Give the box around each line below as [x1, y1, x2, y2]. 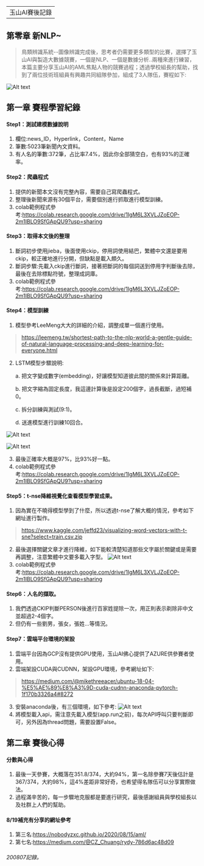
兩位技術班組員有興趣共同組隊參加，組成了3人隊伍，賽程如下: [32, 71, 187, 78]
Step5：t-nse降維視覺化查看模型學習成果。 [6, 492, 116, 499]
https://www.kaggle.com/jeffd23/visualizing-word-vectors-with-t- [21, 527, 188, 534]
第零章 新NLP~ [6, 30, 62, 41]
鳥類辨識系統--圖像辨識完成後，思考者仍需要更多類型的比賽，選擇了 [21, 48, 192, 55]
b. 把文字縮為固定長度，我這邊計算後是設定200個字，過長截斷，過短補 [15, 385, 192, 393]
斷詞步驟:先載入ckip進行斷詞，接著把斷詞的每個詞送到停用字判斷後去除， [15, 262, 199, 270]
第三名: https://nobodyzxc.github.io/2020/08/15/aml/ [15, 831, 147, 838]
